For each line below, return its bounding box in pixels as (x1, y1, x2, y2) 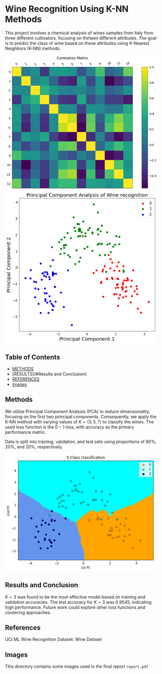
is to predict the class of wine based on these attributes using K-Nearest (5, 40, 149, 46)
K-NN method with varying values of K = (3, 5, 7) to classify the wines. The (5, 419, 154, 424)
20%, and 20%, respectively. (5, 443, 63, 449)
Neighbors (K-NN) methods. (5, 45, 61, 51)
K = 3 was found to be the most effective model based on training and (5, 594, 146, 600)
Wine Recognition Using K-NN (5, 3, 129, 15)
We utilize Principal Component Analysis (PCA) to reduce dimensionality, (5, 408, 150, 414)
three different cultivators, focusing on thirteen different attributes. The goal (5, 35, 157, 41)
